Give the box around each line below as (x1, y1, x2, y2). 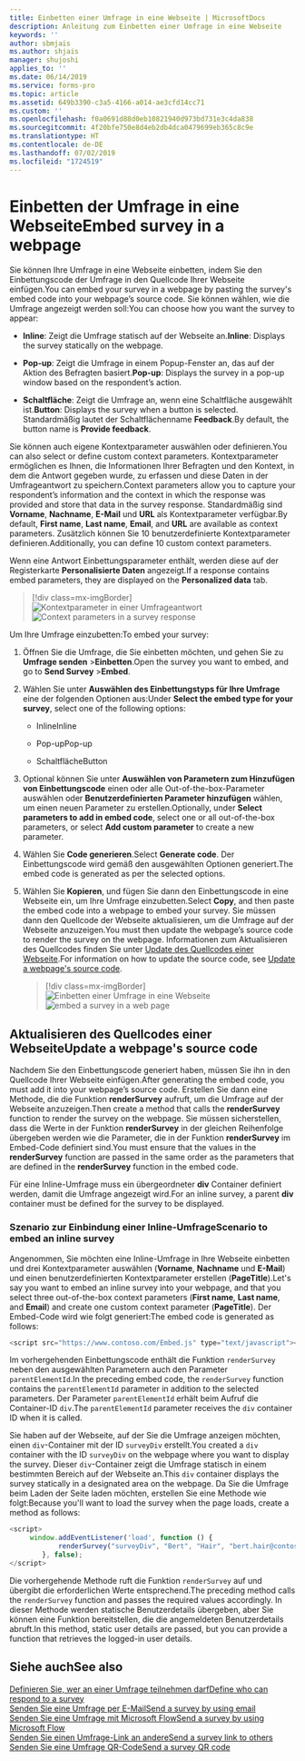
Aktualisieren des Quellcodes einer (9, 1026, 212, 1041)
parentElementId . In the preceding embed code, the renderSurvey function (9, 1374, 284, 1385)
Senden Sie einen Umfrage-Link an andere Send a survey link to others (9, 1732, 274, 1743)
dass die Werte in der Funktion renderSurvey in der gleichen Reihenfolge (9, 1123, 284, 1134)
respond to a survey (9, 1693, 84, 1704)
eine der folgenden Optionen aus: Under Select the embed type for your (22, 693, 293, 704)
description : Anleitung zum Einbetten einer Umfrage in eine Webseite (9, 22, 282, 31)
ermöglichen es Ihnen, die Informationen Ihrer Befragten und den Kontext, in (9, 461, 295, 472)
